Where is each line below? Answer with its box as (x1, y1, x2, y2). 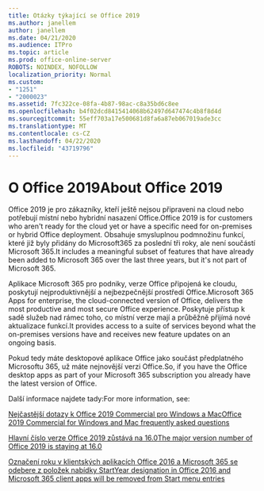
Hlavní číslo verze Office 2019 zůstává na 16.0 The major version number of (8, 433, 253, 443)
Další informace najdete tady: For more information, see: (8, 394, 190, 404)
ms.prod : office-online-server (8, 56, 112, 64)
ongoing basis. (8, 338, 57, 347)
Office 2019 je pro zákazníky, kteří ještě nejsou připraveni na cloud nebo (8, 205, 244, 214)
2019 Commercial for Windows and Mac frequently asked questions (8, 418, 230, 428)
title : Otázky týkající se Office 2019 (8, 11, 140, 20)
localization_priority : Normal (8, 71, 112, 79)
